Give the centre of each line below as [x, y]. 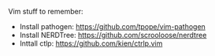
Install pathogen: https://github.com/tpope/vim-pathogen [113, 26]
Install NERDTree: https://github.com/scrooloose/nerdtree [113, 35]
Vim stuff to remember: [46, 11]
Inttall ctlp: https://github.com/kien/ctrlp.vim [91, 43]
